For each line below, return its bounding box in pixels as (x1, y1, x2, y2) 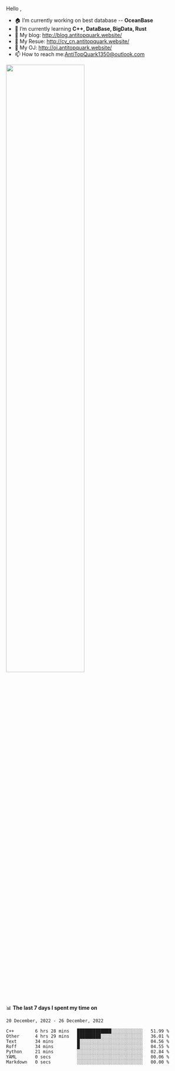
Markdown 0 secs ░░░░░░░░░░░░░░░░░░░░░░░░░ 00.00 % (6, 1059, 169, 1065)
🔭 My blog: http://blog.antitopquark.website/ (14, 32, 122, 38)
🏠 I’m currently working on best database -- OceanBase (14, 17, 154, 24)
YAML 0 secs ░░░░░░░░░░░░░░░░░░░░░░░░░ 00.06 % (6, 1054, 169, 1060)
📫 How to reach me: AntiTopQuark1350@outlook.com (14, 51, 145, 58)
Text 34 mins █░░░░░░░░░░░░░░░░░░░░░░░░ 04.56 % (6, 1039, 169, 1044)
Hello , (6, 5, 22, 12)
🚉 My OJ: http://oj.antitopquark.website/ (14, 44, 112, 51)
